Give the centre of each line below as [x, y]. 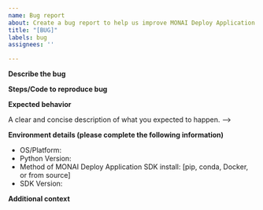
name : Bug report [37, 15]
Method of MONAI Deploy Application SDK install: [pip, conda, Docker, [134, 167]
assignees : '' [31, 45]
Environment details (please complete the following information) [116, 135]
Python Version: [46, 159]
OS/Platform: [40, 150]
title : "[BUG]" [33, 30]
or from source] [45, 175]
